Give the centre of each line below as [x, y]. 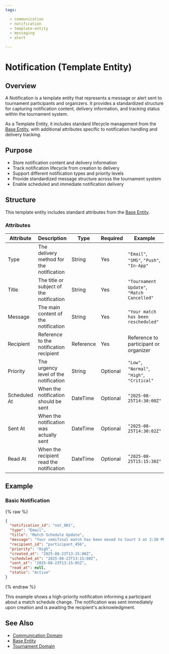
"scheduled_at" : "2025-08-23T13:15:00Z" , [54, 559]
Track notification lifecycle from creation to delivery [66, 168]
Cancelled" [141, 298]
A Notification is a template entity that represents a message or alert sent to [84, 98]
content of [50, 314]
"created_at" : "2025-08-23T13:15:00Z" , [52, 554]
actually [47, 435]
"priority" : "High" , [31, 549]
